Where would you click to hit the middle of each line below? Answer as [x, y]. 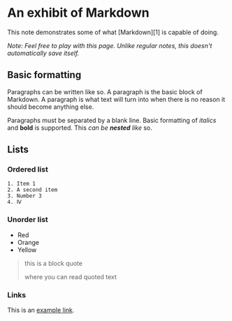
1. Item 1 [22, 184]
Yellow [27, 250]
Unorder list [28, 220]
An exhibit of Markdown [78, 13]
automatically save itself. [43, 53]
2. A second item [32, 190]
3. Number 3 [24, 196]
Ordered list [28, 170]
